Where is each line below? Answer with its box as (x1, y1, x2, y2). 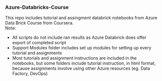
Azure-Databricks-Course (5, 4, 69, 11)
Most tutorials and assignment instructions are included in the (12, 55, 137, 61)
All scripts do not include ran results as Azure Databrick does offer (12, 34, 147, 40)
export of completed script (12, 40, 67, 46)
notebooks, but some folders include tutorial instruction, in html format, (12, 60, 156, 66)
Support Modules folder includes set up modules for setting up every (12, 45, 152, 51)
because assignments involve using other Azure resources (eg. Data (12, 65, 150, 71)
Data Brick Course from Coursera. (5, 20, 74, 26)
